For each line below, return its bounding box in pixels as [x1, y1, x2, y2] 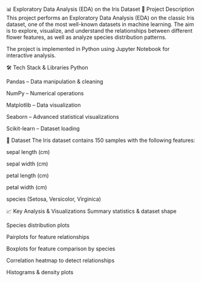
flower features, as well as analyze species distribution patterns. [6, 33, 167, 41]
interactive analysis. [6, 52, 56, 59]
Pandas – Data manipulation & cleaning [6, 78, 104, 85]
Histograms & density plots [6, 269, 74, 275]
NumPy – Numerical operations [6, 90, 84, 96]
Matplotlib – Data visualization [6, 101, 81, 109]
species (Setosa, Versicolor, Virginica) [6, 195, 101, 203]
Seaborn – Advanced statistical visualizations [6, 113, 119, 120]
